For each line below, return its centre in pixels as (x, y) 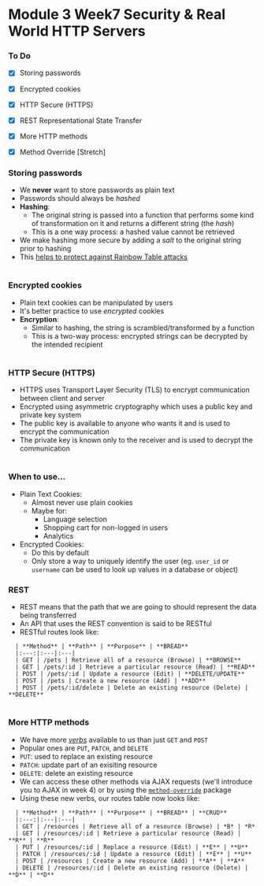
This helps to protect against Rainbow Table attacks (103, 257)
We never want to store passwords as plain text (97, 190)
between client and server (62, 399)
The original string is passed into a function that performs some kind (143, 215)
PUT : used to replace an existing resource (86, 756)
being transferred (48, 615)
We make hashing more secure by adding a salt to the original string (130, 240)
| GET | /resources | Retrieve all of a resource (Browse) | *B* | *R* (136, 826)
